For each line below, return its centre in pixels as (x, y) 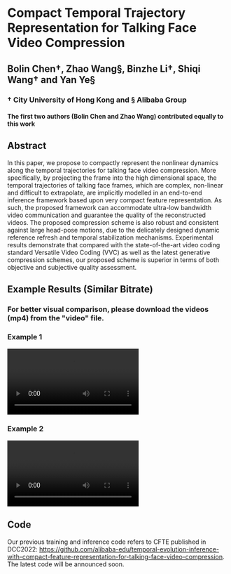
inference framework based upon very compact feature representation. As (115, 200)
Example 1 (25, 337)
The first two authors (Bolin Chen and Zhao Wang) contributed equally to (115, 117)
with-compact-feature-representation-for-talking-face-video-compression (115, 556)
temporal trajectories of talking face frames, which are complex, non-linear (115, 185)
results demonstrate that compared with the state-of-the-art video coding (114, 244)
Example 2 (26, 429)
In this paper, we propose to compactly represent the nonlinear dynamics (113, 162)
